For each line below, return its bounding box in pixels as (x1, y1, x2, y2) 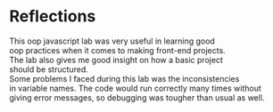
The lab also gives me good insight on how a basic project (9, 54, 223, 65)
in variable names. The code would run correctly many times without (9, 83, 261, 93)
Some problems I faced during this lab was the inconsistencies (9, 73, 240, 84)
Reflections (9, 6, 96, 27)
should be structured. (9, 64, 89, 75)
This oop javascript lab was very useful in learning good (9, 36, 216, 46)
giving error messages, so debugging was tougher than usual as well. (9, 92, 265, 103)
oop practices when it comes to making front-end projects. (9, 44, 226, 55)
